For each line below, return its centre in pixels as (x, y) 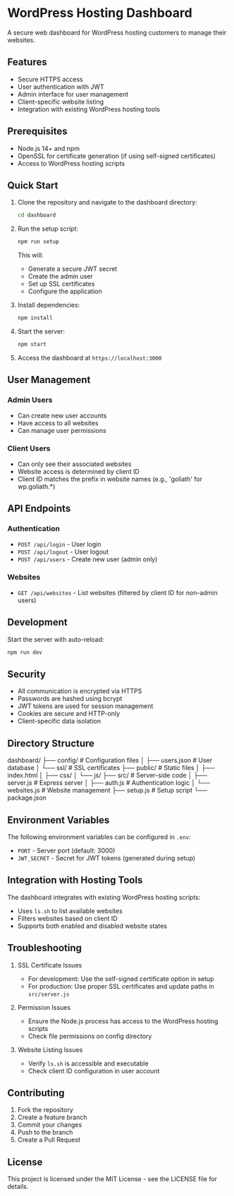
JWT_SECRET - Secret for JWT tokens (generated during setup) (106, 858)
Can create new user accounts (62, 415)
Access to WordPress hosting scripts (71, 163)
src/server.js (49, 994)
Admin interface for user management (73, 94)
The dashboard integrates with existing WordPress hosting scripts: (104, 897)
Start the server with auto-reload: (56, 639)
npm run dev (25, 652)
